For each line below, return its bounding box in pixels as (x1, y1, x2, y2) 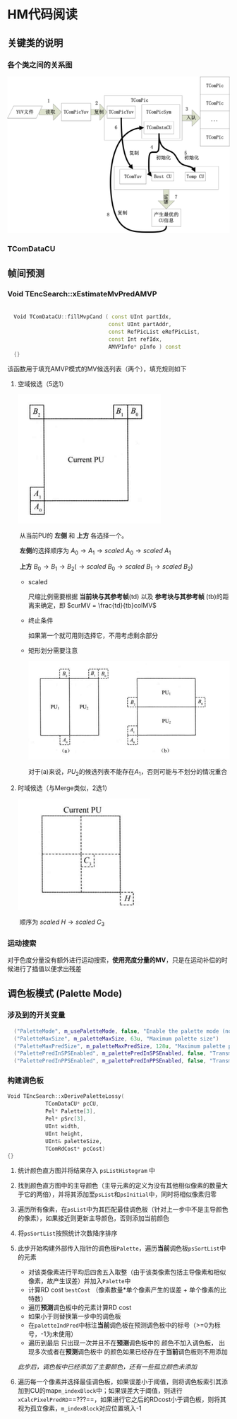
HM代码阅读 (7, 6, 78, 23)
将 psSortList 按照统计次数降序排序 (17, 1229, 118, 1238)
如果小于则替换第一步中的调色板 (28, 1312, 121, 1321)
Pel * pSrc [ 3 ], (44, 1116, 87, 1123)
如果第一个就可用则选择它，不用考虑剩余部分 (28, 631, 159, 640)
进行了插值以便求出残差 (13, 965, 82, 973)
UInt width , (44, 1123, 80, 1130)
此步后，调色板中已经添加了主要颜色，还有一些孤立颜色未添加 (17, 1362, 197, 1371)
